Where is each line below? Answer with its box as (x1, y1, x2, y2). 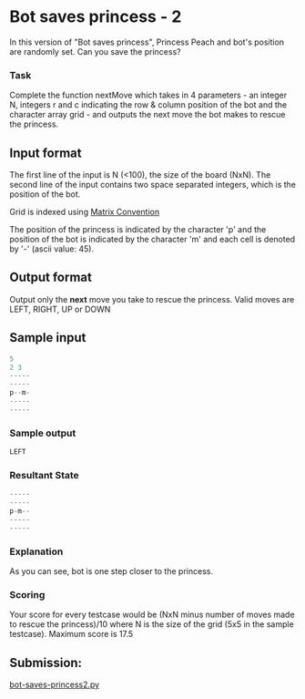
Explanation (9, 545, 64, 558)
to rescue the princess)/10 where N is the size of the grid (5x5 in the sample (9, 619, 294, 630)
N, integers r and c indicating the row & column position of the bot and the (9, 99, 288, 110)
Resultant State (9, 468, 79, 481)
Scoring (9, 588, 46, 601)
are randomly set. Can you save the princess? (9, 46, 181, 57)
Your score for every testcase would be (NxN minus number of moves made (9, 609, 295, 621)
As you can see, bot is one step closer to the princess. (9, 565, 214, 576)
